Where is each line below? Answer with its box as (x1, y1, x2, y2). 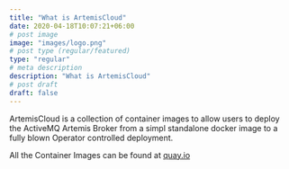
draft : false (9, 88, 59, 97)
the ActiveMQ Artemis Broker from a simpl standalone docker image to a (9, 122, 278, 133)
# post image (9, 30, 59, 39)
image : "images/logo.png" (9, 38, 106, 48)
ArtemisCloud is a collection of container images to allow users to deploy (9, 113, 281, 124)
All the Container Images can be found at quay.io (9, 149, 191, 160)
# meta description (9, 64, 83, 73)
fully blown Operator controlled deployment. (9, 132, 174, 143)
